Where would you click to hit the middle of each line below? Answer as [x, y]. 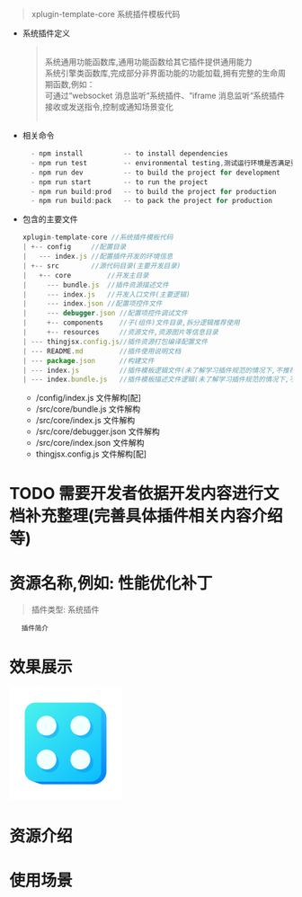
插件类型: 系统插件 [65, 609]
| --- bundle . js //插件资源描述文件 [95, 285]
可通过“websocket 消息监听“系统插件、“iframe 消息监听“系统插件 [165, 95]
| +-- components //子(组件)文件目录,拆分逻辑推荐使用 [131, 323]
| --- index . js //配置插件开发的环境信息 [98, 256]
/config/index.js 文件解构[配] [89, 398]
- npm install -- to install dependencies [129, 154]
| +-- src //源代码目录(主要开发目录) [102, 266]
